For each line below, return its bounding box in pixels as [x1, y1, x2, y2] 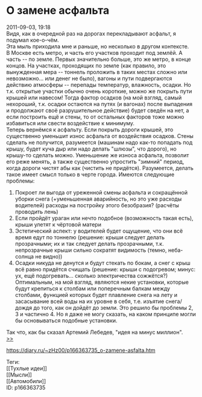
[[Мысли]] [6, 371, 32, 378]
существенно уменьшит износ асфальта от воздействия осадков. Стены [6, 132, 194, 139]
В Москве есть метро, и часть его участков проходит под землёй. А [6, 49, 183, 56]
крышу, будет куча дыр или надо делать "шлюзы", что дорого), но [6, 145, 177, 152]
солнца [14, 252, 34, 260]
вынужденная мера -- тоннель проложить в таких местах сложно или [6, 68, 188, 75]
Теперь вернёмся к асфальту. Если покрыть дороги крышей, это [6, 126, 174, 133]
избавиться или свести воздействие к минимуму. [6, 119, 134, 127]
